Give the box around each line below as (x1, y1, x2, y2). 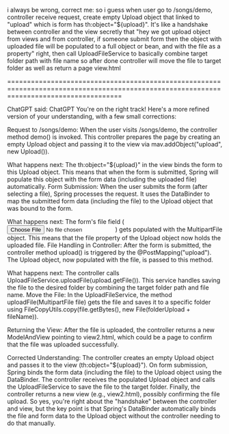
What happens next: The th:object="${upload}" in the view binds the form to (7, 161, 223, 168)
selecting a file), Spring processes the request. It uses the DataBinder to (7, 190, 211, 198)
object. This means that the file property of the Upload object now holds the (7, 234, 221, 242)
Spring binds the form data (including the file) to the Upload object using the (7, 368, 222, 376)
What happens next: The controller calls (7, 269, 120, 277)
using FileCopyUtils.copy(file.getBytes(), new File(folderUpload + (7, 305, 191, 314)
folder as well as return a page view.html (7, 64, 121, 72)
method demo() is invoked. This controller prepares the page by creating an (7, 133, 221, 141)
